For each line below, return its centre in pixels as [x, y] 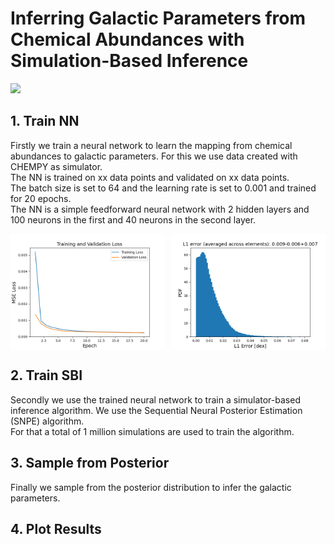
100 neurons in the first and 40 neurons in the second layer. [133, 219]
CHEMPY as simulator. [56, 166]
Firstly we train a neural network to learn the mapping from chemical [151, 145]
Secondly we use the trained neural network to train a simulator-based [155, 399]
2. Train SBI [46, 375]
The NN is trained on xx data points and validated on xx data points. [150, 177]
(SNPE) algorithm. [47, 421]
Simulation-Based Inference [129, 61]
